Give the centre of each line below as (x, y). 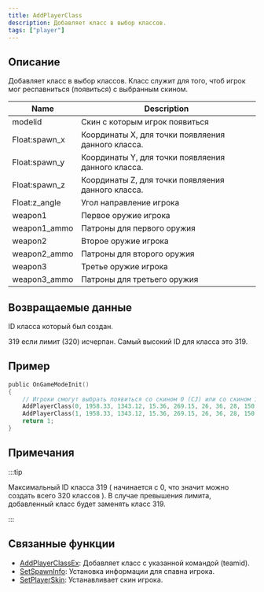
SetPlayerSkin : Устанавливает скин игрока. (91, 579)
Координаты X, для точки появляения (153, 135)
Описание (34, 62)
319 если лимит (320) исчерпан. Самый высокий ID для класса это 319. (128, 342)
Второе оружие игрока (125, 241)
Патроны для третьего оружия (140, 279)
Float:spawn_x (38, 140)
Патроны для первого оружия (139, 228)
